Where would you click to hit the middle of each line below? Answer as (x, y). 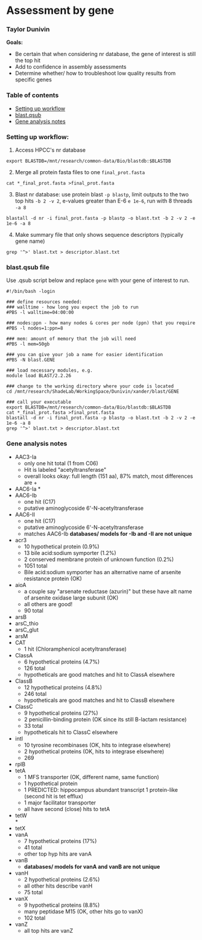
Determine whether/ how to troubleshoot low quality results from (95, 74)
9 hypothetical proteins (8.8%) (62, 905)
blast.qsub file (28, 267)
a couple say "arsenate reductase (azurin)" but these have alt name (108, 591)
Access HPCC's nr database (50, 150)
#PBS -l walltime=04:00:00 (40, 313)
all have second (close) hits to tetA (67, 809)
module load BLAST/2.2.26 (39, 376)
